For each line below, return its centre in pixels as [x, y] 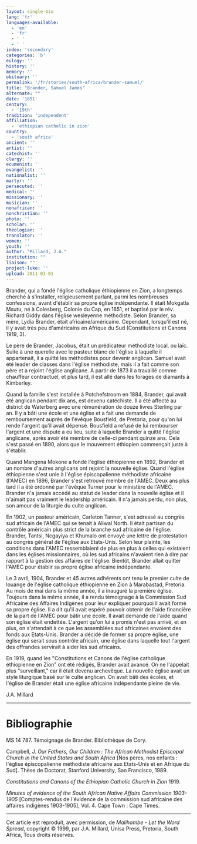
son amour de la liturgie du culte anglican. [57, 505]
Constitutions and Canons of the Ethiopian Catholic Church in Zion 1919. [93, 781]
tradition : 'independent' [38, 115]
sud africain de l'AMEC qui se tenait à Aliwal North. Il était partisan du [90, 523]
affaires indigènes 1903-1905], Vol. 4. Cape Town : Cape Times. [83, 805]
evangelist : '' [25, 170]
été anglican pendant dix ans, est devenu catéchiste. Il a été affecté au [91, 401]
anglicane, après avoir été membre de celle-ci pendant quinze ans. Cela [93, 438]
